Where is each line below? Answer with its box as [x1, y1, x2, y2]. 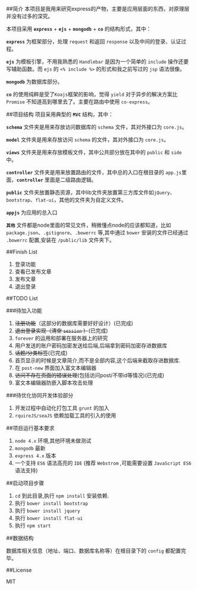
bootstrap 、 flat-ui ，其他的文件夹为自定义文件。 [6, 196, 127, 203]
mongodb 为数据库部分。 [6, 78, 63, 85]
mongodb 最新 [14, 445, 46, 451]
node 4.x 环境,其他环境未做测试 [14, 437, 92, 444]
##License [6, 567, 33, 573]
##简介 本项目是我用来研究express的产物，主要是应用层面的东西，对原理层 [6, 5, 190, 12]
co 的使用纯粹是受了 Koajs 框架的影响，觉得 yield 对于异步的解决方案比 [6, 91, 178, 98]
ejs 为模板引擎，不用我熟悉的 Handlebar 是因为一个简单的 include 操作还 [6, 58, 184, 65]
